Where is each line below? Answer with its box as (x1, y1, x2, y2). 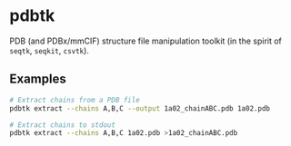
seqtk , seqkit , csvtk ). (9, 44, 89, 55)
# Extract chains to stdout (9, 120, 116, 130)
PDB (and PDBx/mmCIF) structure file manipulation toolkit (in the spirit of (9, 35, 282, 46)
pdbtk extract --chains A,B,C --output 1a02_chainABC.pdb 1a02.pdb (9, 103, 271, 113)
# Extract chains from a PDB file (9, 95, 141, 104)
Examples (9, 72, 66, 87)
